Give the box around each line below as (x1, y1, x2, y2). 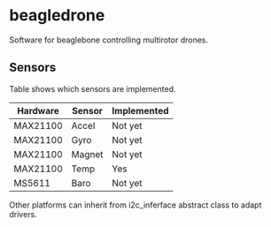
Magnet (71, 148, 104, 160)
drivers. (9, 208, 37, 219)
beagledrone (9, 5, 105, 26)
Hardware (17, 104, 60, 117)
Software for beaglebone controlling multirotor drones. (9, 34, 208, 45)
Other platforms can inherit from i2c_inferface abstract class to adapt (9, 200, 262, 210)
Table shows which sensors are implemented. (9, 83, 176, 94)
